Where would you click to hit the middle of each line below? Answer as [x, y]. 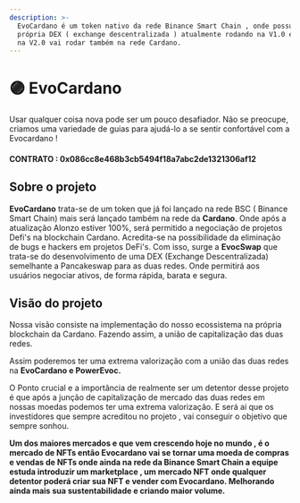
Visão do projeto [56, 303]
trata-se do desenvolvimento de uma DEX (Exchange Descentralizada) [139, 256]
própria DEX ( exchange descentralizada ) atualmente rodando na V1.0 [151, 34]
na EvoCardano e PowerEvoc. [65, 371]
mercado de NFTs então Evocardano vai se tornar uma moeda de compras [150, 453]
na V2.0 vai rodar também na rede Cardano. [99, 43]
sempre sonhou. [39, 426]
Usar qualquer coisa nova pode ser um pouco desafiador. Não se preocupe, [149, 119]
